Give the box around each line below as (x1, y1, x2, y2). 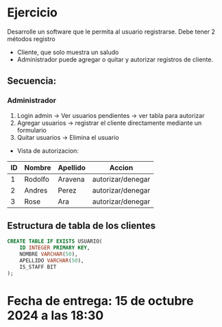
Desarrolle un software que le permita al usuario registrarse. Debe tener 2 (7, 27, 216, 36)
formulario (16, 125, 47, 134)
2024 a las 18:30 (7, 307, 104, 323)
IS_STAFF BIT (19, 263, 57, 270)
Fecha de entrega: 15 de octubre (7, 293, 194, 308)
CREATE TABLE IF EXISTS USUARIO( (7, 238, 103, 245)
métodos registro (7, 34, 56, 43)
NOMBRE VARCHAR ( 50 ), (19, 251, 78, 258)
